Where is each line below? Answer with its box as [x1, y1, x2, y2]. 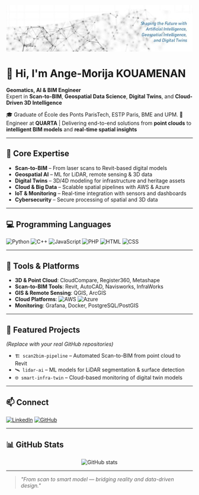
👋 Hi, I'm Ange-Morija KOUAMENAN [6, 67, 186, 80]
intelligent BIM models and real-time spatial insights [6, 125, 137, 133]
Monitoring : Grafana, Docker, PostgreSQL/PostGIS [14, 302, 139, 309]
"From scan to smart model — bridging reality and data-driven [20, 475, 174, 483]
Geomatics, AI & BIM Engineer [6, 86, 81, 93]
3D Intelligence [24, 99, 62, 106]
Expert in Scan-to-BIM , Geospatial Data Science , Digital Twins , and [6, 93, 174, 100]
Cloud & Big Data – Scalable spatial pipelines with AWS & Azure [14, 183, 170, 190]
